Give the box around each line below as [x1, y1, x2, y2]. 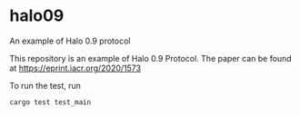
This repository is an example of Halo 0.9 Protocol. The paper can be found [9, 53, 293, 63]
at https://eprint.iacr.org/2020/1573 [9, 63, 142, 73]
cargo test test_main [9, 97, 92, 107]
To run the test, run [9, 80, 82, 91]
